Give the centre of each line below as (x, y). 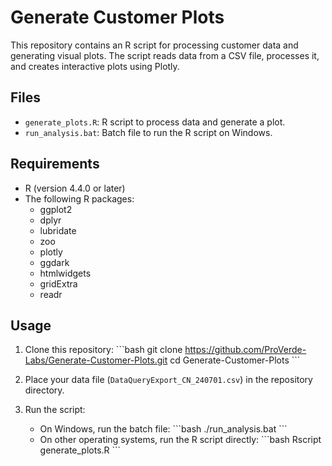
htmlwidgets (65, 273)
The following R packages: (79, 198)
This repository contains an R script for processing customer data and (154, 45)
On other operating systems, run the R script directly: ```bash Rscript (180, 440)
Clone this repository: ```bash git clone (103, 350)
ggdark (54, 262)
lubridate (58, 230)
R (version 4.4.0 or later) (75, 188)
